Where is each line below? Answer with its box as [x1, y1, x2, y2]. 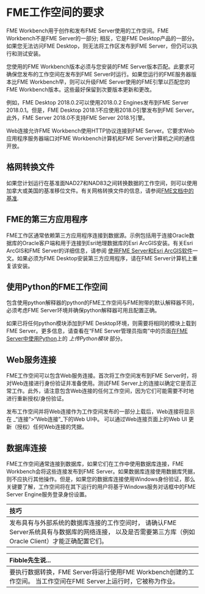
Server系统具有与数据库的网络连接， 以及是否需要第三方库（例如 [9, 528, 195, 536]
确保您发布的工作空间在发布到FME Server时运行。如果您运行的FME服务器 [6, 70, 192, 78]
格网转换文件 [6, 162, 55, 172]
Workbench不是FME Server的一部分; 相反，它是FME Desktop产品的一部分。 [6, 34, 198, 42]
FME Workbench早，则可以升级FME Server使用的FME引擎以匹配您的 [16, 78, 190, 86]
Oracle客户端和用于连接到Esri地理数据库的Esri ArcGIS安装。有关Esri [22, 239, 193, 246]
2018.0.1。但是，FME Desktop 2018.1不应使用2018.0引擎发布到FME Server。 [6, 106, 198, 114]
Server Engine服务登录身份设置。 [6, 491, 90, 498]
